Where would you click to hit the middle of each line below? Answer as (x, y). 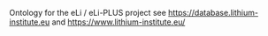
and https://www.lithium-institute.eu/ (119, 22)
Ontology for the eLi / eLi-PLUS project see (88, 13)
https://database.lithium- (213, 13)
